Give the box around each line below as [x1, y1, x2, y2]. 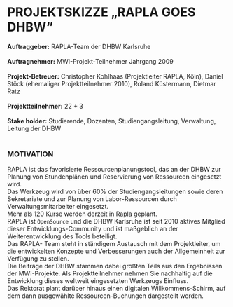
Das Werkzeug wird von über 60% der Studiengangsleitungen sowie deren [7, 187, 223, 196]
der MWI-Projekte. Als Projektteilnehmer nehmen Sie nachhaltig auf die [7, 269, 213, 278]
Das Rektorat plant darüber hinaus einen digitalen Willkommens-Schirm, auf [7, 285, 226, 293]
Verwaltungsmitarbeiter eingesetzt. [7, 203, 109, 211]
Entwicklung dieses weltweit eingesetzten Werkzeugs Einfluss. [7, 277, 189, 285]
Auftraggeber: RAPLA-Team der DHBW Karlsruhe [7, 42, 151, 50]
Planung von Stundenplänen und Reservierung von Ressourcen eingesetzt [7, 172, 222, 181]
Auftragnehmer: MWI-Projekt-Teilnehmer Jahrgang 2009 [7, 57, 174, 65]
